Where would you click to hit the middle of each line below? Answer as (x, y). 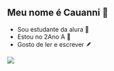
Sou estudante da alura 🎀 (53, 29)
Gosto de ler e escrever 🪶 (54, 44)
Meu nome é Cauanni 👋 (58, 13)
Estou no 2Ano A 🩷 (44, 37)
